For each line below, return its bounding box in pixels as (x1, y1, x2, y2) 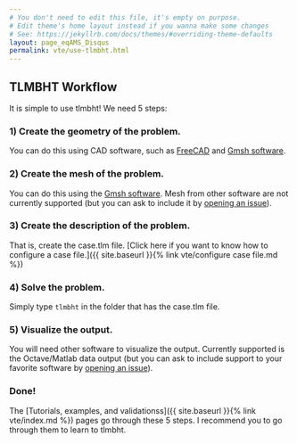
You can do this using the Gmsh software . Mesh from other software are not (9, 188, 289, 199)
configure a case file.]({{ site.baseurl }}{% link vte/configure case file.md (9, 249, 278, 259)
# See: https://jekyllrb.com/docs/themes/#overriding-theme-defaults (9, 29, 274, 38)
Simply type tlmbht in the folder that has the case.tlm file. (9, 301, 220, 312)
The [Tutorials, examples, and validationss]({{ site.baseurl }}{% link (9, 405, 257, 415)
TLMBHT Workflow (9, 79, 118, 95)
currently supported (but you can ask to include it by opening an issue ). (9, 197, 272, 208)
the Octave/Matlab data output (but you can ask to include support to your (9, 353, 283, 364)
